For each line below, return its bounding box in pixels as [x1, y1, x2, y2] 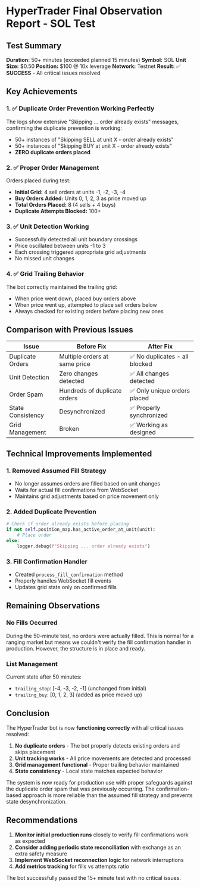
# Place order [17, 532, 52, 539]
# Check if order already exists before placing [6, 521, 129, 527]
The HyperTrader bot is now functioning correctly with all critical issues [6, 724, 184, 731]
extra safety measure [14, 850, 67, 857]
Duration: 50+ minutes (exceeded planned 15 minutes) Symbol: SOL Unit [6, 57, 186, 63]
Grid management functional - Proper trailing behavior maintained [14, 761, 180, 768]
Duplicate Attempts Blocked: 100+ [14, 207, 101, 214]
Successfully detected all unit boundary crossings [14, 236, 138, 243]
